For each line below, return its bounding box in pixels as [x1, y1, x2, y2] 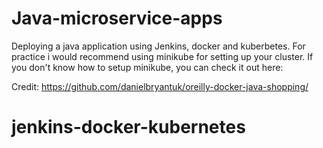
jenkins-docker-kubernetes [11, 116, 246, 139]
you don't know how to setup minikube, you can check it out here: [11, 61, 284, 73]
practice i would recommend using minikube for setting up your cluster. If [11, 50, 314, 62]
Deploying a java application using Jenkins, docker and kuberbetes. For [11, 40, 306, 52]
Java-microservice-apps [11, 7, 223, 30]
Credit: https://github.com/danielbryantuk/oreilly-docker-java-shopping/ [11, 80, 309, 92]
